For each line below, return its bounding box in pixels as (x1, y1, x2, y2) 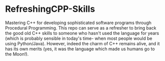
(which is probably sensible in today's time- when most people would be (5, 35, 153, 41)
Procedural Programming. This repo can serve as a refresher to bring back (5, 25, 157, 30)
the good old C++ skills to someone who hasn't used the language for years (5, 30, 159, 36)
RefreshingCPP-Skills (5, 3, 95, 15)
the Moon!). (5, 51, 29, 57)
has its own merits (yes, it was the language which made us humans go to (5, 46, 155, 52)
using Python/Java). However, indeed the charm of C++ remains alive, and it (5, 40, 160, 46)
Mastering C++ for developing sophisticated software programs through (5, 20, 152, 26)
